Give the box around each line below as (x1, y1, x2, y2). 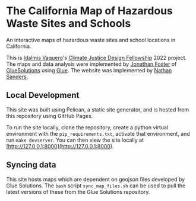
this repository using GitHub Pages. (6, 112, 93, 119)
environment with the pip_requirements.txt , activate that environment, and (6, 130, 190, 137)
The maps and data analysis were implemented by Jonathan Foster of (6, 60, 177, 68)
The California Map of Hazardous (6, 4, 173, 18)
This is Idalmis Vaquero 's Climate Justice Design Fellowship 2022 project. (6, 54, 187, 61)
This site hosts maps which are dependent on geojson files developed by (6, 176, 185, 183)
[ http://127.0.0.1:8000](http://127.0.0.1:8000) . (6, 142, 114, 149)
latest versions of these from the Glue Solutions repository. (6, 188, 150, 195)
